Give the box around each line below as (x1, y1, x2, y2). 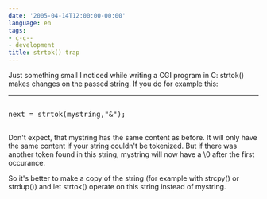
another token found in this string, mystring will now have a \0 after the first (8, 150, 255, 159)
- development (8, 41, 56, 49)
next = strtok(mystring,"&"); (8, 110, 126, 119)
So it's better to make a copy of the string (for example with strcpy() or (8, 174, 240, 183)
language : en (8, 19, 52, 27)
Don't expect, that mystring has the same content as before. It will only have (8, 133, 258, 142)
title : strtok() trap (8, 49, 80, 57)
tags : (8, 26, 26, 34)
